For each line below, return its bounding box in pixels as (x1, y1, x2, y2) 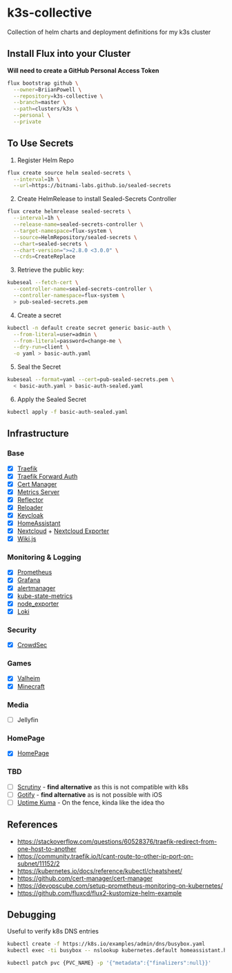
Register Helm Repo (17, 156, 75, 164)
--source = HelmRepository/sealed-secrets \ (13, 234, 137, 240)
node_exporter (17, 599, 59, 608)
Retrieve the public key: (17, 265, 84, 274)
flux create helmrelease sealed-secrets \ (7, 208, 131, 216)
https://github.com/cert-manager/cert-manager (17, 874, 153, 882)
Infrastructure (7, 428, 69, 439)
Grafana (17, 576, 41, 584)
